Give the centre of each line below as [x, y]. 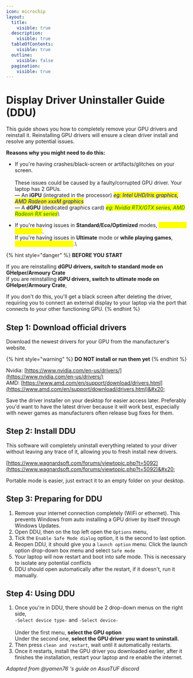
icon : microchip [26, 11]
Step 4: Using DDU [40, 594]
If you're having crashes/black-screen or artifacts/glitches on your [94, 164]
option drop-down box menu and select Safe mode [75, 550]
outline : [22, 55]
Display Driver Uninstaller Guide [85, 100]
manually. [26, 575]
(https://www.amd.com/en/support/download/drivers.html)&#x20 [85, 389]
